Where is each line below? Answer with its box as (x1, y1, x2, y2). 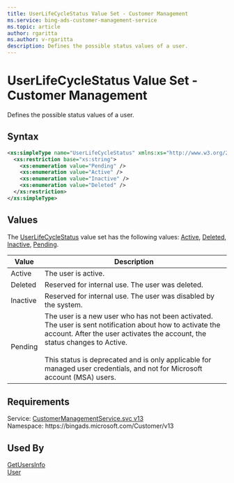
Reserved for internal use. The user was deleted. (44, 280, 203, 290)
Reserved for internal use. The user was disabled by (44, 291, 214, 301)
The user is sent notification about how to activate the (44, 320, 221, 329)
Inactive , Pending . (7, 240, 59, 248)
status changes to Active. (44, 337, 127, 347)
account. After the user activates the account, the (44, 329, 207, 339)
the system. (44, 299, 83, 309)
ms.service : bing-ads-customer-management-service (7, 17, 157, 24)
